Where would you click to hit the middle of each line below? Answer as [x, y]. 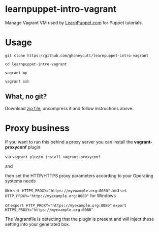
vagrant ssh [17, 81]
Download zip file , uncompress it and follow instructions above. [69, 108]
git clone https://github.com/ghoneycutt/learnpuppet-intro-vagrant [77, 56]
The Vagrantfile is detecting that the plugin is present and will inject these [79, 219]
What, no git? [26, 97]
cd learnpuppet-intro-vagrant [36, 64]
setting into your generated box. [38, 224]
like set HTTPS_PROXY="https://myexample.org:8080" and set [66, 190]
